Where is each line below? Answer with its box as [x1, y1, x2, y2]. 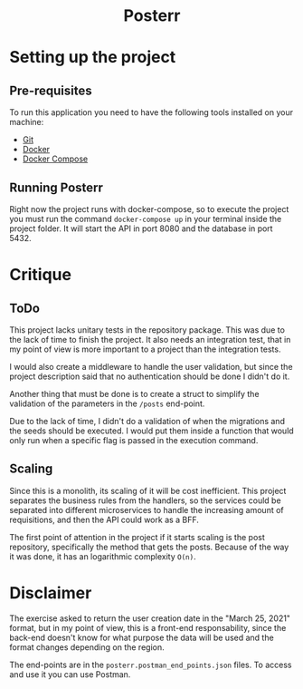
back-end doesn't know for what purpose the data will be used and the [9, 632, 274, 643]
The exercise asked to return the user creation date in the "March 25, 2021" [9, 613, 291, 624]
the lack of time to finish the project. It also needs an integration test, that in [9, 335, 291, 344]
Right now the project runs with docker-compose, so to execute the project [9, 204, 289, 214]
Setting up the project [9, 47, 176, 68]
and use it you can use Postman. [9, 668, 131, 680]
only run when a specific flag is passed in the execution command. [9, 435, 259, 445]
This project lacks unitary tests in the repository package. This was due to [9, 325, 285, 335]
